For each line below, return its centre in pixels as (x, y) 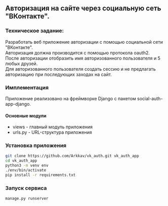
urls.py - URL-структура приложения (52, 132)
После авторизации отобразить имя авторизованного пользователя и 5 (83, 58)
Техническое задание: (35, 31)
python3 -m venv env (27, 166)
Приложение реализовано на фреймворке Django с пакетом (71, 98)
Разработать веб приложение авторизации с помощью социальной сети (84, 42)
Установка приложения (36, 145)
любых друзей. (22, 64)
